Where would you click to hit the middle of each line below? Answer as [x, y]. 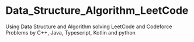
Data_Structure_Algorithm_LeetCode [97, 11]
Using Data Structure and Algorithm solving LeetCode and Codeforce [89, 26]
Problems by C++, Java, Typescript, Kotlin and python [70, 32]
